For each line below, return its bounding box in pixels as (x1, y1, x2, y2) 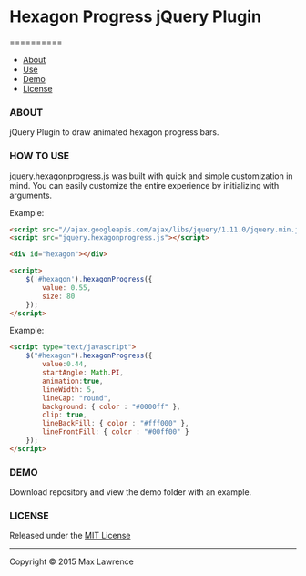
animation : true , (42, 376, 104, 386)
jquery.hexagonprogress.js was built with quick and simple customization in (9, 170, 293, 181)
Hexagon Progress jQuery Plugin (9, 6, 262, 27)
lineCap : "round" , (42, 394, 112, 403)
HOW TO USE (9, 149, 70, 162)
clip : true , (42, 410, 88, 420)
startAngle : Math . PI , (42, 368, 125, 377)
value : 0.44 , (42, 360, 88, 369)
